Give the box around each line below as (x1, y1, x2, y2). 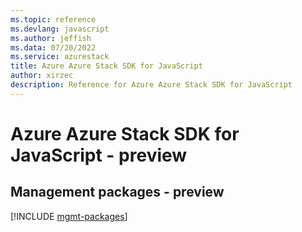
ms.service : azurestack (10, 52, 110, 62)
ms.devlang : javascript (10, 24, 110, 34)
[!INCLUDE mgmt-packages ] (10, 210, 128, 222)
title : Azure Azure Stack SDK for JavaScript (10, 61, 203, 71)
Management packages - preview (10, 184, 225, 201)
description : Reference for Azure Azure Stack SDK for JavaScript (10, 80, 293, 90)
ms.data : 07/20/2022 (10, 42, 97, 53)
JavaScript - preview (10, 144, 188, 166)
